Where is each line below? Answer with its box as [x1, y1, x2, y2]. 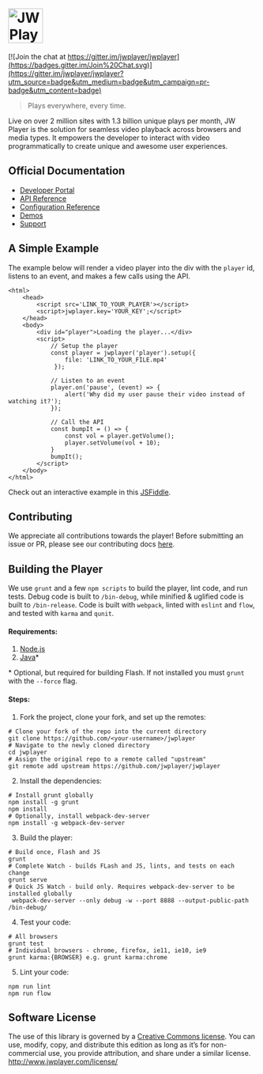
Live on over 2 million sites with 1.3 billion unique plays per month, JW [8, 115, 235, 126]
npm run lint [8, 982, 51, 990]
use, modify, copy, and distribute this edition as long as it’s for [8, 1040, 210, 1049]
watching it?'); [8, 397, 62, 405]
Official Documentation [8, 165, 126, 178]
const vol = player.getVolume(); [64, 432, 175, 440]
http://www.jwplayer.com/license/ [8, 1057, 118, 1067]
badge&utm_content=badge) [8, 85, 102, 95]
